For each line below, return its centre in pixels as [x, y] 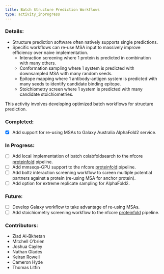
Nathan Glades [27, 252]
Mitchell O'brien [28, 242]
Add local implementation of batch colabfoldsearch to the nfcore [78, 156]
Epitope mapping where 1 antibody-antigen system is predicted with [88, 79]
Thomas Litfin [26, 268]
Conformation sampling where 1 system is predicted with [77, 68]
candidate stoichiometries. [46, 94]
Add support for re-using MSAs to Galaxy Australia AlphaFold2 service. [84, 133]
